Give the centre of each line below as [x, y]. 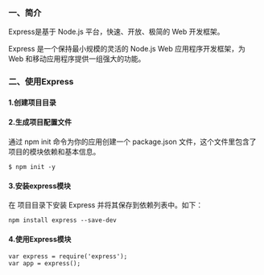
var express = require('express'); [68, 257]
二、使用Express [41, 82]
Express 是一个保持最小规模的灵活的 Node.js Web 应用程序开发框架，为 [127, 49]
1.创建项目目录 [32, 102]
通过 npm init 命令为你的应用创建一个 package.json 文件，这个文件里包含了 [132, 142]
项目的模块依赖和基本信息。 [54, 152]
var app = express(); [45, 264]
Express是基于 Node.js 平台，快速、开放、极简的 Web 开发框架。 [116, 32]
